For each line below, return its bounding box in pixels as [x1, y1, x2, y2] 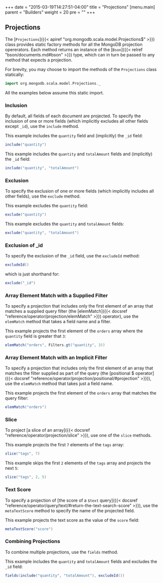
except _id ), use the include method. [5, 123, 80, 129]
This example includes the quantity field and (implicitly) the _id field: [5, 132, 143, 138]
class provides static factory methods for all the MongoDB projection [5, 41, 143, 47]
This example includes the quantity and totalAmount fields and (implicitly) [5, 151, 153, 157]
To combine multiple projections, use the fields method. [5, 549, 118, 555]
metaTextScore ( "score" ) [5, 527, 53, 531]
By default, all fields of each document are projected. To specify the [5, 113, 141, 119]
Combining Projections [5, 538, 61, 545]
